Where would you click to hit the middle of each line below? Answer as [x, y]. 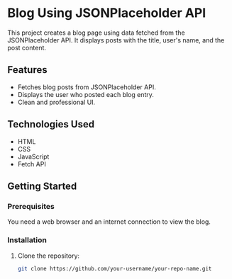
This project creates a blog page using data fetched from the [96, 33]
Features [27, 70]
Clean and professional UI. [56, 102]
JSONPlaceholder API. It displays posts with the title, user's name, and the [116, 40]
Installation [27, 240]
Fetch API [32, 164]
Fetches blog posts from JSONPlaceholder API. [87, 87]
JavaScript [33, 156]
